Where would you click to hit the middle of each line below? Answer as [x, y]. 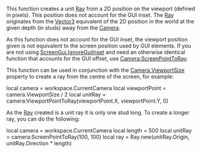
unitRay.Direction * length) [39, 143]
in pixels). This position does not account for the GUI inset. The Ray [90, 15]
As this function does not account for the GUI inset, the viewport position [97, 39]
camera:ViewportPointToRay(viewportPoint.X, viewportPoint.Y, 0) [88, 101]
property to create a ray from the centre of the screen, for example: [90, 76]
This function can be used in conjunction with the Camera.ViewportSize [96, 70]
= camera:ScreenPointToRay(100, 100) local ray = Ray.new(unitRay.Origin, [98, 137]
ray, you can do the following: [43, 119]
